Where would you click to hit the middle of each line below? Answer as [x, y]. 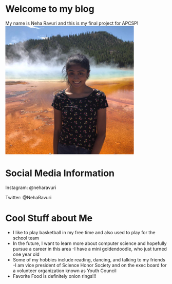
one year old [26, 254]
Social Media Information [60, 173]
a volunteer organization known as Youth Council [65, 271]
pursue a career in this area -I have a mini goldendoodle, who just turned [90, 249]
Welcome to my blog [50, 9]
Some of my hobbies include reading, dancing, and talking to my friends [89, 259]
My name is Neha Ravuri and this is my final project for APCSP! [72, 23]
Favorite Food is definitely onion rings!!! [54, 276]
